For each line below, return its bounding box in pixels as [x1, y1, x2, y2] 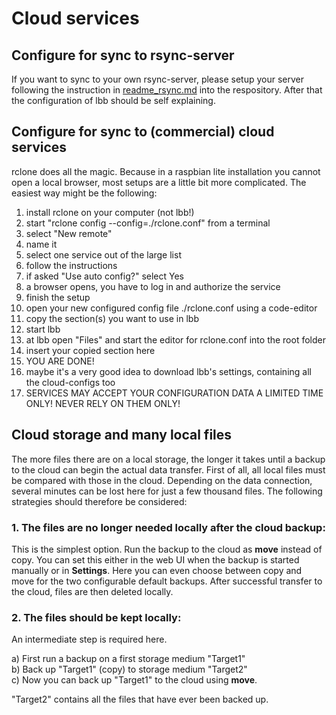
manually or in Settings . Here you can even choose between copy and [11, 564, 303, 576]
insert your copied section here [25, 344, 156, 356]
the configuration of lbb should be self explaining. [11, 95, 216, 106]
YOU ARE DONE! [25, 355, 95, 367]
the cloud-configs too [25, 376, 116, 388]
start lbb [25, 323, 61, 335]
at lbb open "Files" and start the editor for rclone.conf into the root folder [25, 333, 326, 346]
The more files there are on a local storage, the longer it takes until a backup [11, 453, 326, 465]
